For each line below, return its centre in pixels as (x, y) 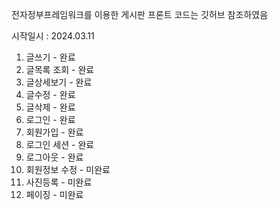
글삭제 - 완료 (50, 107)
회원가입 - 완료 (54, 132)
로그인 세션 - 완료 (60, 144)
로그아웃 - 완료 (54, 157)
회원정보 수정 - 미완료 (68, 169)
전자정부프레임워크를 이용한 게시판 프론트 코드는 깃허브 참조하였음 (140, 14)
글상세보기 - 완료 (59, 82)
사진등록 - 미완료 (59, 182)
